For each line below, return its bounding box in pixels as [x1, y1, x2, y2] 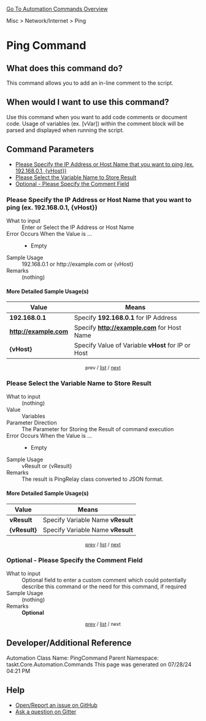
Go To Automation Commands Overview [6, 6, 109, 12]
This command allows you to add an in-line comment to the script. [6, 79, 174, 87]
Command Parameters [6, 144, 94, 155]
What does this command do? [6, 63, 123, 73]
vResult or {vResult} [21, 462, 72, 470]
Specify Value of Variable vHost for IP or [74, 341, 191, 349]
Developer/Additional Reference [6, 638, 132, 649]
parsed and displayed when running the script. [6, 126, 124, 134]
